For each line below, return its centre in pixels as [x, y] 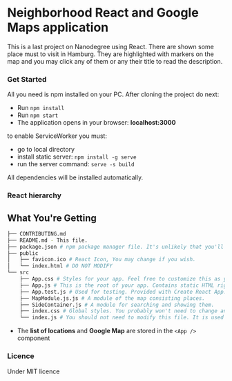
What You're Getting [52, 218]
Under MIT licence [33, 371]
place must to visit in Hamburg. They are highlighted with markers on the [110, 54]
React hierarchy [35, 195]
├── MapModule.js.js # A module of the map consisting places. [113, 298]
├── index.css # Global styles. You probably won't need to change [118, 311]
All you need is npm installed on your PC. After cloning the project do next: [113, 94]
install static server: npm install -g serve [77, 157]
